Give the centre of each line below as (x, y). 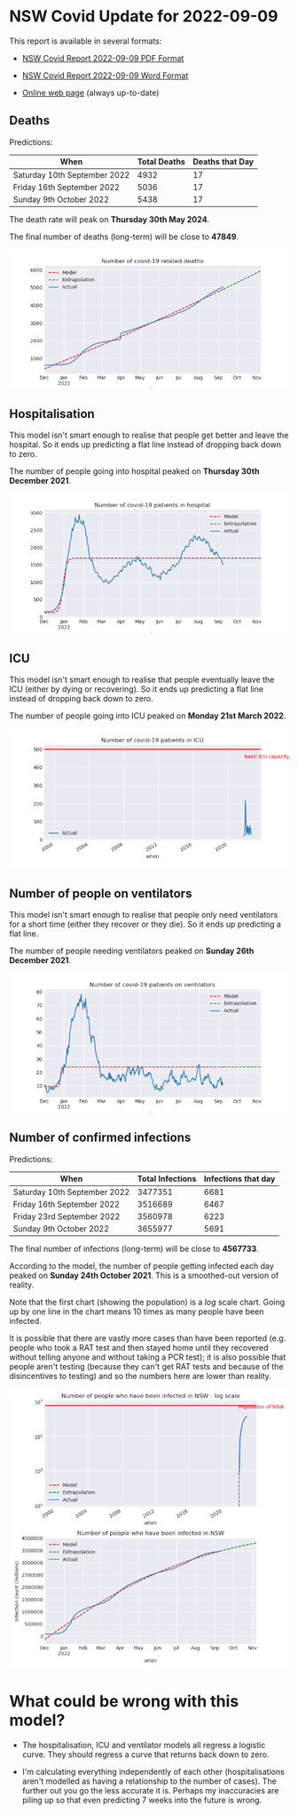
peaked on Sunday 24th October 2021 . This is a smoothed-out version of (144, 1275)
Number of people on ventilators (101, 893)
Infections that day (239, 1179)
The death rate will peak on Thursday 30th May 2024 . (110, 219)
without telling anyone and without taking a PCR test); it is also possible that (148, 1357)
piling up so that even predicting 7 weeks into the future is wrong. (142, 1800)
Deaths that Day (223, 162)
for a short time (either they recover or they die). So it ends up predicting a (145, 924)
